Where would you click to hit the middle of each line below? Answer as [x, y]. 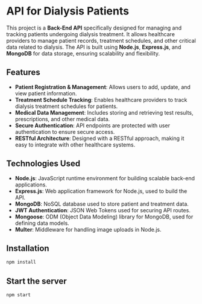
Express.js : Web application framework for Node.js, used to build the [101, 191]
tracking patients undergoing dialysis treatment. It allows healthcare [90, 34]
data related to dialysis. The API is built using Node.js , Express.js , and [94, 47]
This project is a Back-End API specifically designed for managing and [94, 28]
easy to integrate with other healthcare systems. [75, 144]
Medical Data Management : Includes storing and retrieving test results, [104, 112]
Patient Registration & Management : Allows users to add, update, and [103, 87]
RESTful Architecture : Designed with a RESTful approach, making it [99, 138]
